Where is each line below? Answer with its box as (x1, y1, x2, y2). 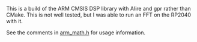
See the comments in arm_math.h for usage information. (6, 29, 146, 36)
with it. (6, 18, 23, 24)
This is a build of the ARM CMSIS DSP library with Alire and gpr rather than (6, 5, 191, 12)
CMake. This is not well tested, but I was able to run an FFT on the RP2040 (6, 11, 191, 18)
